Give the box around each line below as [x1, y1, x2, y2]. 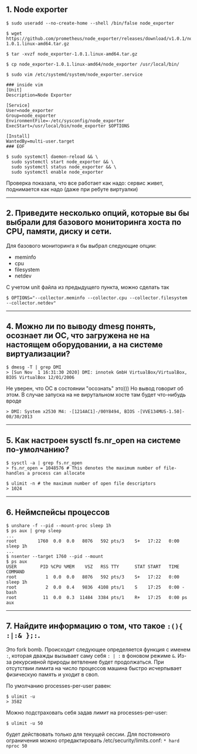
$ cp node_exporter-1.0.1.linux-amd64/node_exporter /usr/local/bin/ [6, 61, 180, 67]
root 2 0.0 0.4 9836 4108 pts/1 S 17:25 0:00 [6, 584, 180, 590]
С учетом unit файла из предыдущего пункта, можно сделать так [6, 283, 169, 290]
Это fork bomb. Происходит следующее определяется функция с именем [6, 645, 191, 653]
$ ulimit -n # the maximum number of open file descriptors [6, 481, 157, 486]
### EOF [6, 143, 25, 149]
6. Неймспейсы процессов [6, 507, 110, 517]
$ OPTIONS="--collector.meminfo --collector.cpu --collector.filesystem [6, 295, 188, 301]
